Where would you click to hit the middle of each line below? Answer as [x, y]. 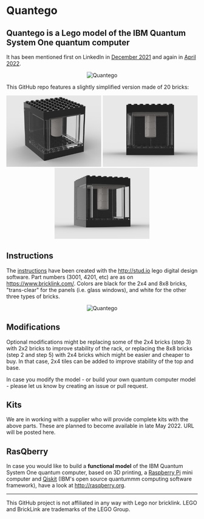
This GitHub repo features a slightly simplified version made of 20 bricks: [98, 87]
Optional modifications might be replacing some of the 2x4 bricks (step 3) [99, 342]
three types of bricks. [33, 296]
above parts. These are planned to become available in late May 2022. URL [100, 426]
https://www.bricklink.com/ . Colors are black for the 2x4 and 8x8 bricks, [97, 283]
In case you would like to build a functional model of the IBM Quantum [95, 466]
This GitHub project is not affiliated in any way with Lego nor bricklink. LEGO [102, 503]
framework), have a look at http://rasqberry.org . [66, 486]
